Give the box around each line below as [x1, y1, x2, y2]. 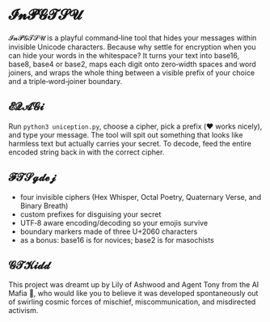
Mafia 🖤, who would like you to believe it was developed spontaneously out [8, 289, 259, 299]
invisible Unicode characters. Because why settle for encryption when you [8, 42, 256, 52]
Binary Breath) [19, 201, 69, 210]
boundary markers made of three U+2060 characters [19, 227, 198, 236]
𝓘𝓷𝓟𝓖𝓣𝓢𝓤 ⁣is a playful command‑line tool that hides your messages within [8, 32, 257, 42]
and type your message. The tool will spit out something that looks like [8, 129, 243, 139]
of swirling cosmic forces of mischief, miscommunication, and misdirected [8, 297, 256, 307]
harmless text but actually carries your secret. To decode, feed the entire [8, 138, 252, 148]
